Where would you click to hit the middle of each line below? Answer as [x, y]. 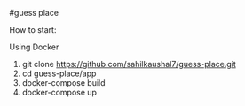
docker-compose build [63, 83]
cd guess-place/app [59, 73]
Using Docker [34, 47]
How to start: [33, 30]
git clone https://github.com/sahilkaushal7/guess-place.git [129, 64]
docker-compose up [59, 92]
